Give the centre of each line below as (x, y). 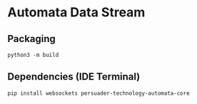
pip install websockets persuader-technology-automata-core (99, 93)
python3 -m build (33, 55)
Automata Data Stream (76, 12)
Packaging (31, 39)
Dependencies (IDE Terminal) (74, 77)
